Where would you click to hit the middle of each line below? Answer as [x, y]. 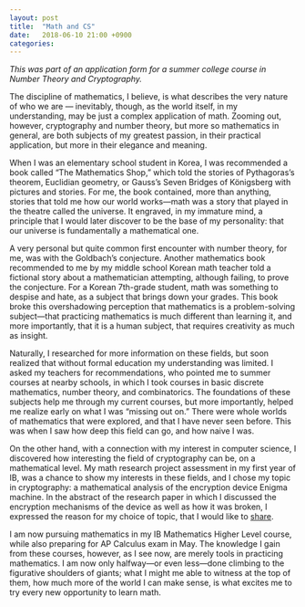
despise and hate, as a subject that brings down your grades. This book [144, 297]
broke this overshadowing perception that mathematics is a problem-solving [152, 307]
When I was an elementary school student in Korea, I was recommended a [149, 163]
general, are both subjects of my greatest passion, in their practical [135, 136]
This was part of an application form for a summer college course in [138, 69]
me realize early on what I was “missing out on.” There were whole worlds [148, 412]
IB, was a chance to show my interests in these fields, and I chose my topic [150, 478]
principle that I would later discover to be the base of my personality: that [147, 221]
